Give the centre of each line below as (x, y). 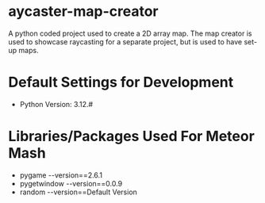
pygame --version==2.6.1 (61, 175)
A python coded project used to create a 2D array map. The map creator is (130, 33)
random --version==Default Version (78, 192)
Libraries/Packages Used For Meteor (132, 136)
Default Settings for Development (121, 82)
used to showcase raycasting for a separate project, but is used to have (125, 41)
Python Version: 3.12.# (56, 104)
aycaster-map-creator (83, 11)
